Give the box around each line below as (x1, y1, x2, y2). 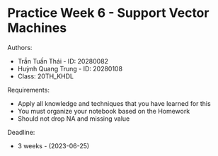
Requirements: (7, 85, 50, 94)
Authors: (7, 43, 33, 52)
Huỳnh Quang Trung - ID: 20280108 (17, 64, 122, 73)
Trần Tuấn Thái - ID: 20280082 (17, 56, 108, 65)
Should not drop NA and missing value (17, 114, 130, 123)
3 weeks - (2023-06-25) (17, 141, 90, 150)
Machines (7, 20, 67, 36)
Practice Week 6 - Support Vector (7, 5, 210, 21)
